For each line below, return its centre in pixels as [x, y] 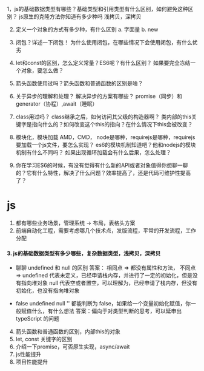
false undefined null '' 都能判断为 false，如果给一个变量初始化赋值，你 [103, 304]
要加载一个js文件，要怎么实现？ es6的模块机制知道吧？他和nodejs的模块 [106, 145]
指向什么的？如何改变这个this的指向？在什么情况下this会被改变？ [112, 124]
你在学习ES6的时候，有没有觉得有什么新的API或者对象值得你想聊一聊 [102, 165]
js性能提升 [28, 355]
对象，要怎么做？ [42, 70]
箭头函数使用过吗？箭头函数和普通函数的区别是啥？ [79, 83]
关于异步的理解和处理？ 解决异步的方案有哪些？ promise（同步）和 [99, 96]
